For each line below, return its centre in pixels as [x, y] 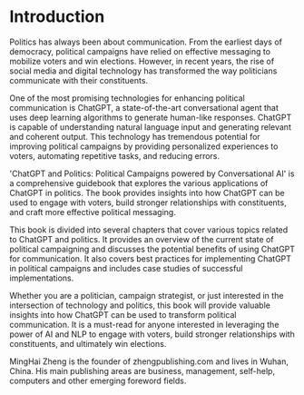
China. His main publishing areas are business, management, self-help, [142, 370]
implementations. [42, 278]
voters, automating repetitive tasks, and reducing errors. [115, 155]
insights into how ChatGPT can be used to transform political [123, 314]
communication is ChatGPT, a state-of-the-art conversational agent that [144, 107]
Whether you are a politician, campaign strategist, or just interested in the [147, 295]
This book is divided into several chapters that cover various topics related [149, 230]
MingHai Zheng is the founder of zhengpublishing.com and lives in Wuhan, [149, 361]
